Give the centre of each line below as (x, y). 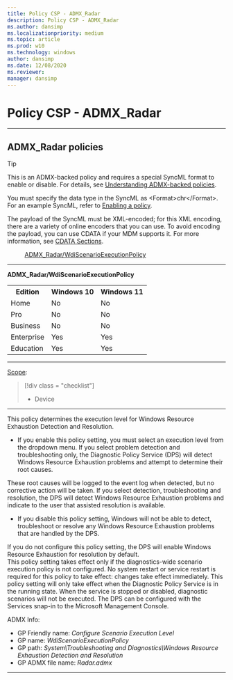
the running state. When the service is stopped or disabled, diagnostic (107, 592)
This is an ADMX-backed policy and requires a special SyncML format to (111, 177)
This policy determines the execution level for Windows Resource (101, 419)
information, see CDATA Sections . (55, 242)
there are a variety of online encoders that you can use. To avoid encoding (114, 226)
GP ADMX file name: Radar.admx (64, 663)
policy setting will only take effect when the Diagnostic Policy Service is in (113, 584)
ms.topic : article (34, 40)
